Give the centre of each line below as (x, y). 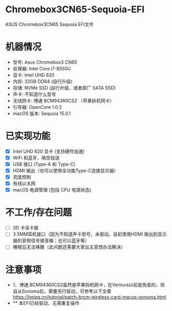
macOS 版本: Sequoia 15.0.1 (42, 113)
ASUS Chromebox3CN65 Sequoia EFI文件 (50, 24)
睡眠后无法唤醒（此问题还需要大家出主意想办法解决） (69, 247)
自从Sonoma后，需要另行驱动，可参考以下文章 (62, 291)
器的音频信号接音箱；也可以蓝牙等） (51, 241)
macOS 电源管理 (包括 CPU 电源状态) (52, 190)
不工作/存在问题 (39, 213)
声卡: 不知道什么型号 (34, 94)
